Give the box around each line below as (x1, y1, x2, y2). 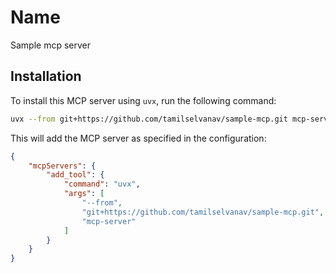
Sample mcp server (10, 39, 92, 51)
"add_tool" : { (46, 170, 105, 180)
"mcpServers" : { (28, 161, 97, 171)
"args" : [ (63, 189, 105, 199)
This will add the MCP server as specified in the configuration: (10, 132, 267, 144)
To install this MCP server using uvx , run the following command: (10, 94, 277, 106)
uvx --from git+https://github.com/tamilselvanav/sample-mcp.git (10, 114, 288, 124)
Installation (10, 68, 82, 85)
